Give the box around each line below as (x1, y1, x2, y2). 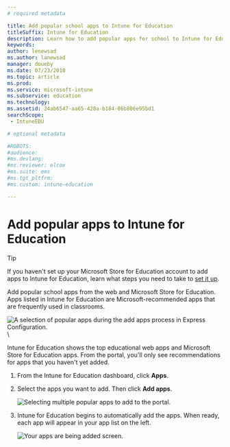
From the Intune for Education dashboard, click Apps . (16, 371, 169, 379)
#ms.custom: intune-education (7, 181, 94, 188)
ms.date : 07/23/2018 (7, 67, 66, 74)
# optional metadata (7, 130, 66, 137)
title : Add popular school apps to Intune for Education (7, 22, 173, 29)
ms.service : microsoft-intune (7, 86, 94, 93)
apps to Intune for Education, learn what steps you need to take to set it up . (7, 274, 220, 282)
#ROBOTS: (7, 143, 32, 149)
